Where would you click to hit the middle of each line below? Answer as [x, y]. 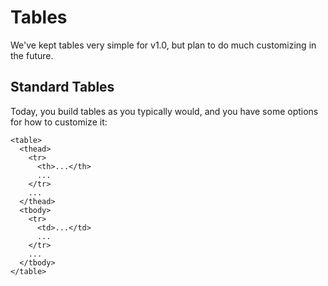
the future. [32, 55]
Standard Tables [62, 87]
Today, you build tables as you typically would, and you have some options [164, 111]
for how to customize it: [59, 122]
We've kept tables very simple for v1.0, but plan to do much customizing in [163, 45]
